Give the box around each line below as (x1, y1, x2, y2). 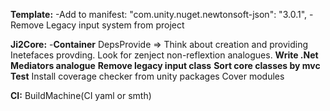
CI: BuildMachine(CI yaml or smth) (10, 90, 152, 101)
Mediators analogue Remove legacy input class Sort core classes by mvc (10, 60, 321, 71)
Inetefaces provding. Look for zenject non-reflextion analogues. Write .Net (10, 49, 319, 61)
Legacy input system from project (46, 19, 185, 31)
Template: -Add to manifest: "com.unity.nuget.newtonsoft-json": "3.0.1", (10, 9, 308, 20)
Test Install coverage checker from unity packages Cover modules (10, 70, 285, 82)
